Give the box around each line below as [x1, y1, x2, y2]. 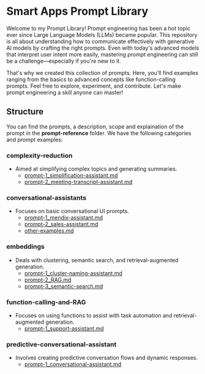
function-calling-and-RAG [6, 298, 86, 306]
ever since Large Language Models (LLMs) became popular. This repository [6, 31, 198, 38]
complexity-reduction [6, 151, 73, 160]
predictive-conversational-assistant [6, 340, 117, 348]
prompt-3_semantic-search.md [24, 282, 103, 290]
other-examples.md [24, 227, 75, 235]
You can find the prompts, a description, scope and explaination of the [6, 123, 184, 130]
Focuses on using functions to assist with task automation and [15, 311, 173, 319]
